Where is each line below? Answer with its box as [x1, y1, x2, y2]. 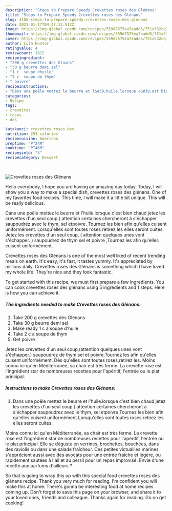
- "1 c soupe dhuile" [5, 70, 54, 75]
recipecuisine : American [5, 136, 58, 141]
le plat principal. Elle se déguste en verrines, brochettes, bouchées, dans [5, 441, 159, 447]
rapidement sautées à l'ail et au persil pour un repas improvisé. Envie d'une [5, 457, 164, 463]
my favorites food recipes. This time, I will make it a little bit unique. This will [5, 194, 165, 201]
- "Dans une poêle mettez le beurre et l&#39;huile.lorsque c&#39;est [5, 88, 159, 94]
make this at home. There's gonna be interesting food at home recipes [5, 483, 154, 489]
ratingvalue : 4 [5, 46, 38, 51]
